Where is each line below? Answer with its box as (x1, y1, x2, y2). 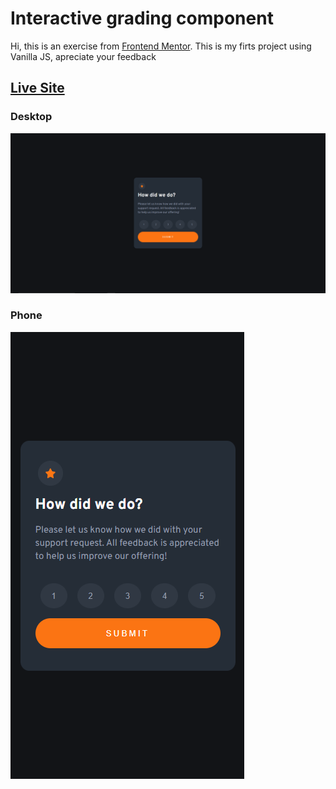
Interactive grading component (10, 7, 274, 30)
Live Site (10, 80, 65, 97)
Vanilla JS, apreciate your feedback (10, 50, 157, 62)
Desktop (10, 110, 53, 124)
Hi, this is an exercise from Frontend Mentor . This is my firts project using (10, 40, 312, 52)
